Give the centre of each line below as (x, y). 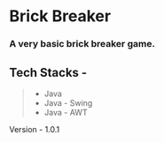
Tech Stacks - (48, 72)
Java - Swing (68, 102)
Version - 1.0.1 (35, 129)
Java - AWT (66, 112)
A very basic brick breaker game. (82, 44)
